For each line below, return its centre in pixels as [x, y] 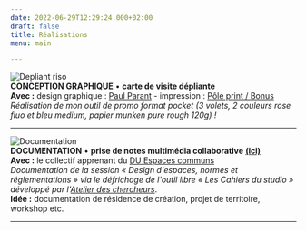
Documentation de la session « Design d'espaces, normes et [124, 170]
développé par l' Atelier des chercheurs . [84, 189]
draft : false [35, 26]
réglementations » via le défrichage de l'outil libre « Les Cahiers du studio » [152, 180]
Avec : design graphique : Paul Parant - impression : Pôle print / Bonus [143, 96]
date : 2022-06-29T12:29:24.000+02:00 [82, 18]
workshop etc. [37, 208]
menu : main [31, 43]
